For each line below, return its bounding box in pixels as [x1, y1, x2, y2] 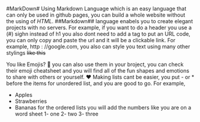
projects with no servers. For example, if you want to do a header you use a [6, 24, 192, 31]
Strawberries [14, 98, 47, 105]
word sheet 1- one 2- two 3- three [14, 110, 99, 117]
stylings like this [6, 49, 46, 56]
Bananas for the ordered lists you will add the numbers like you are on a [14, 104, 192, 111]
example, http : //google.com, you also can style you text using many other [6, 43, 190, 50]
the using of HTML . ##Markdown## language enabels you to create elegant [6, 18, 193, 24]
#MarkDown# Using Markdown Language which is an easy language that [6, 5, 187, 12]
